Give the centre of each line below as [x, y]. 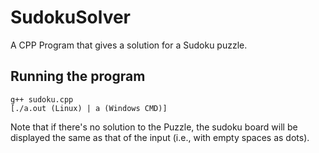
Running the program [78, 76]
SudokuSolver [71, 17]
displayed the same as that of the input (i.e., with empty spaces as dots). [160, 137]
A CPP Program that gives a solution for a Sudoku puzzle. [129, 45]
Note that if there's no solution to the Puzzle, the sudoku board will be [154, 127]
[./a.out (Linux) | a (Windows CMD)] [89, 108]
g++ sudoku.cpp [42, 99]
